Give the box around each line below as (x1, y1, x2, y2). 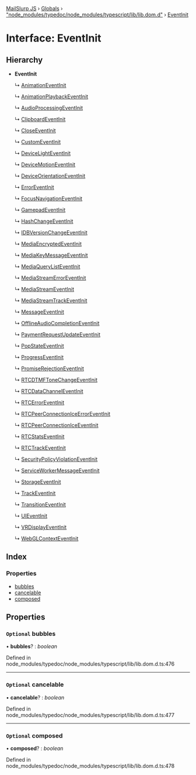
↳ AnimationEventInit (14, 82, 66, 88)
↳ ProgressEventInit (14, 354, 64, 360)
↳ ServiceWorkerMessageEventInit (14, 467, 100, 474)
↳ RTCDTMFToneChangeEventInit (14, 377, 98, 383)
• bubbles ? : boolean (6, 643, 57, 650)
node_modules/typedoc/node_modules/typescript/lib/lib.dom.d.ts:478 (6, 762, 175, 769)
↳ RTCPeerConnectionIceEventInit (14, 422, 99, 429)
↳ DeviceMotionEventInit (14, 161, 76, 168)
